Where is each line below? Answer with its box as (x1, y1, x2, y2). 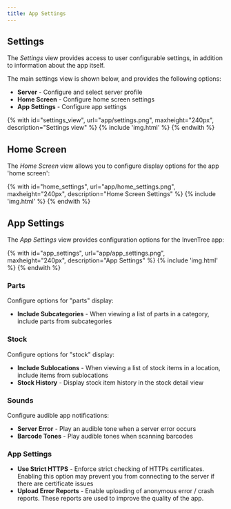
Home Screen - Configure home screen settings (17, 95, 155, 104)
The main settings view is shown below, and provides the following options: (7, 75, 222, 83)
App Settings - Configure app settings (17, 103, 128, 111)
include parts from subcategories (17, 317, 112, 325)
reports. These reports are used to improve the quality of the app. (17, 494, 204, 503)
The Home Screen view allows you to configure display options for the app (7, 162, 219, 170)
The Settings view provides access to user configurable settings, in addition (7, 54, 223, 62)
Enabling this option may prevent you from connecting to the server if (17, 472, 215, 481)
